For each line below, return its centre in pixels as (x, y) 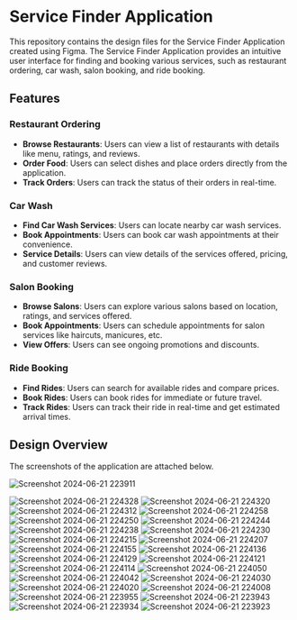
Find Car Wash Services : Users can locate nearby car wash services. (152, 225)
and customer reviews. (65, 263)
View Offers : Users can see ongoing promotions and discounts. (141, 345)
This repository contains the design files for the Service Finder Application (147, 41)
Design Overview (58, 445)
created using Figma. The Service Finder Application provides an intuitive (145, 50)
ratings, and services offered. (77, 316)
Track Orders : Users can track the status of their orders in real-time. (149, 182)
